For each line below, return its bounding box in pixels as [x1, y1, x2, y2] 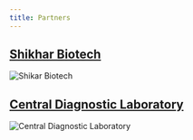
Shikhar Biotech [9, 47, 101, 62]
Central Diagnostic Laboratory [9, 97, 184, 112]
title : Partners [9, 13, 71, 23]
